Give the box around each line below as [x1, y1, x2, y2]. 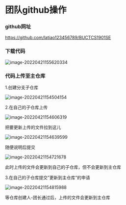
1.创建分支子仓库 [5, 84, 38, 91]
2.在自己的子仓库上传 [5, 104, 48, 110]
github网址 [5, 23, 31, 30]
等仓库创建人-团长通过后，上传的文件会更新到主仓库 [5, 195, 110, 201]
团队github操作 [5, 4, 67, 16]
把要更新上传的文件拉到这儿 [5, 125, 61, 130]
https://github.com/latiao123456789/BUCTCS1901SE [5, 35, 111, 41]
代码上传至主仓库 [5, 72, 46, 79]
